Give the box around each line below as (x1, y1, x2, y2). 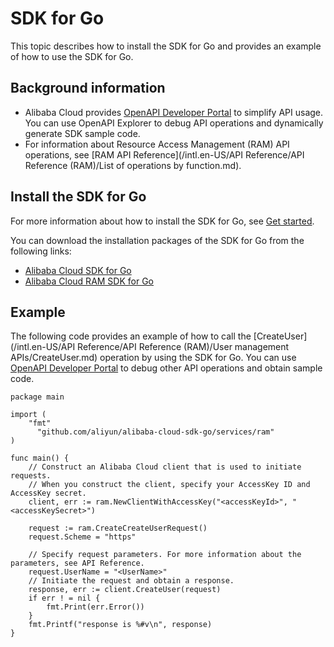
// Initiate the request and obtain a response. (28, 576, 235, 586)
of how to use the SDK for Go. (10, 50, 134, 62)
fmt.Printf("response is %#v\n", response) (28, 620, 213, 630)
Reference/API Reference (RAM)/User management (77, 341, 290, 353)
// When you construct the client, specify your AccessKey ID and (28, 480, 311, 490)
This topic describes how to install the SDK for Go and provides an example (10, 40, 322, 52)
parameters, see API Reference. (10, 558, 145, 569)
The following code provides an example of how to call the (10, 330, 252, 342)
